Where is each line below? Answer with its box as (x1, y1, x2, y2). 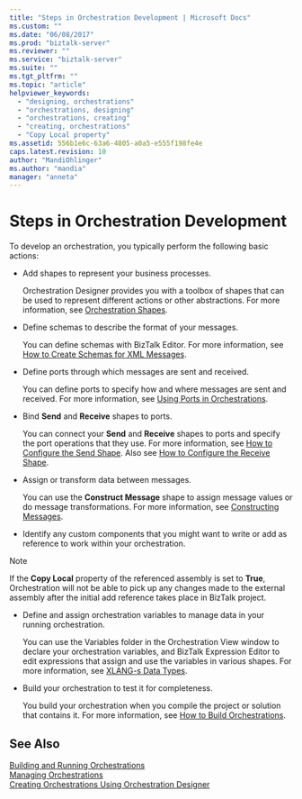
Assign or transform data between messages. (22, 475, 191, 486)
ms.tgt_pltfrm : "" (9, 72, 78, 81)
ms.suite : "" (9, 64, 58, 73)
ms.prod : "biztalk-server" (9, 38, 111, 48)
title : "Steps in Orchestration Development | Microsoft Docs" (9, 13, 252, 23)
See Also (9, 736, 60, 751)
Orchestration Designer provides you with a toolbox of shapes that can (22, 286, 285, 296)
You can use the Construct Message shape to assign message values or (22, 492, 293, 503)
